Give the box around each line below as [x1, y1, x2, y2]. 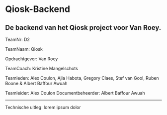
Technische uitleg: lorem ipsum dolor [5, 105, 81, 110]
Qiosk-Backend [5, 3, 71, 15]
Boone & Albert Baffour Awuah [5, 81, 68, 86]
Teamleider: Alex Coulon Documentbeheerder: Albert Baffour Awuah [5, 90, 145, 96]
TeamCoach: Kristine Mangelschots [5, 66, 78, 71]
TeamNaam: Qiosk [5, 46, 43, 52]
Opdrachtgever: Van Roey [5, 56, 58, 62]
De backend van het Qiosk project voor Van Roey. [5, 23, 162, 32]
